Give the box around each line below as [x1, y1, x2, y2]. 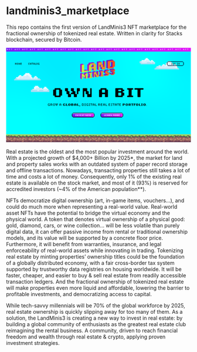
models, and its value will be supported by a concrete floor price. [6, 234, 163, 242]
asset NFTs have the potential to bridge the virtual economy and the [6, 209, 170, 216]
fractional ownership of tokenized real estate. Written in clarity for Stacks [6, 29, 183, 36]
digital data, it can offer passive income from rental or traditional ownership [6, 228, 188, 235]
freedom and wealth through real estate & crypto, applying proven [6, 333, 166, 340]
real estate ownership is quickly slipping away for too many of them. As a [6, 308, 183, 315]
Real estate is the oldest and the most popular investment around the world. [6, 148, 189, 155]
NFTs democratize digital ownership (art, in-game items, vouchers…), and [6, 197, 185, 204]
